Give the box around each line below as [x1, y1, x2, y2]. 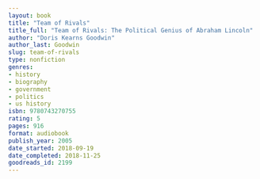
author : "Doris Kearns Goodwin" [8, 33, 115, 42]
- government [8, 85, 52, 93]
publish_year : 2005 [8, 136, 73, 145]
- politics [8, 93, 44, 101]
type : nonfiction [8, 56, 66, 64]
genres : [8, 63, 34, 71]
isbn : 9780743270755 [8, 108, 77, 116]
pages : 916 [8, 122, 44, 130]
